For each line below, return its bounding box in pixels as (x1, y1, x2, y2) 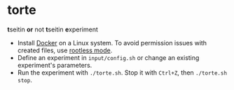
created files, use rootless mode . (17, 46, 113, 54)
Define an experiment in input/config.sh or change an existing (17, 53, 200, 61)
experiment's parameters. (17, 61, 92, 69)
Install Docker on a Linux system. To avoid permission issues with (17, 38, 207, 47)
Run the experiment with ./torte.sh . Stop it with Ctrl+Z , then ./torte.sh (17, 68, 228, 77)
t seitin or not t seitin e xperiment (7, 25, 98, 33)
